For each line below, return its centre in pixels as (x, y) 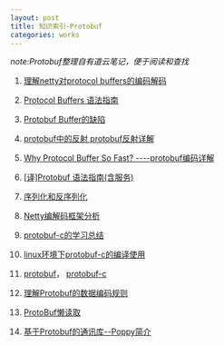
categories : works (45, 35)
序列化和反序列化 (55, 197)
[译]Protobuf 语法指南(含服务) (78, 177)
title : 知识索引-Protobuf (57, 26)
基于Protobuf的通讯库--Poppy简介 (87, 331)
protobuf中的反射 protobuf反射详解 (89, 139)
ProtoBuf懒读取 (52, 312)
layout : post (35, 18)
